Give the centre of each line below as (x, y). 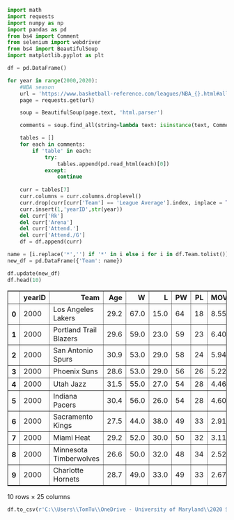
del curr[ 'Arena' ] (46, 222)
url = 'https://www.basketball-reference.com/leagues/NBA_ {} (110, 94)
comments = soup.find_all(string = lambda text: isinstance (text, (115, 126)
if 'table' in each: (62, 151)
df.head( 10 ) (24, 280)
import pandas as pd (37, 29)
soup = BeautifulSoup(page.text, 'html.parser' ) (92, 113)
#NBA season (37, 87)
